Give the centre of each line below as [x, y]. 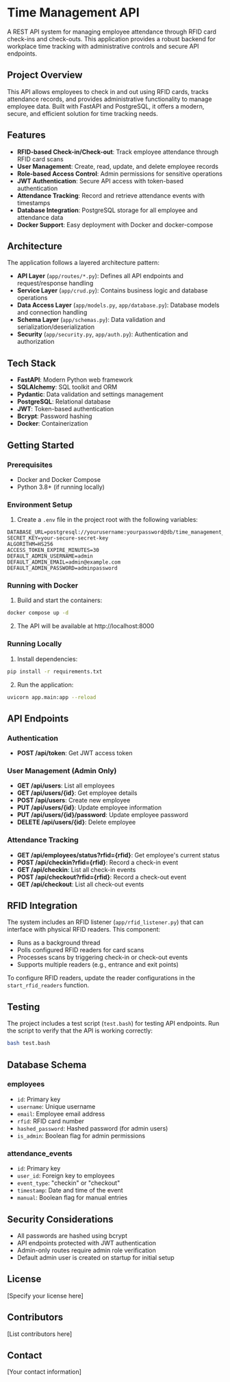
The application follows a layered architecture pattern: [83, 263]
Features [26, 135]
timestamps [34, 203]
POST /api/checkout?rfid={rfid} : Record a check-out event [102, 877]
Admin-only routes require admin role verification [86, 1250]
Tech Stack [31, 363]
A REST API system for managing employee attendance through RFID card [112, 32]
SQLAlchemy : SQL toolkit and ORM [67, 387]
